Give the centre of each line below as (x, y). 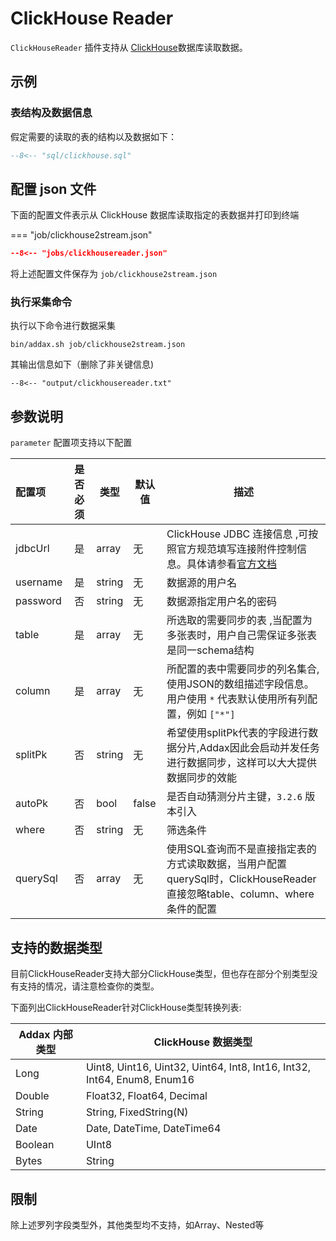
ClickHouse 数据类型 (203, 1042)
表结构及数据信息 (51, 113)
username (39, 582)
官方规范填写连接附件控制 (237, 549)
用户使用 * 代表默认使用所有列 (237, 699)
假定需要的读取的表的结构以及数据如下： (93, 136)
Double (32, 1096)
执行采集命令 (41, 302)
